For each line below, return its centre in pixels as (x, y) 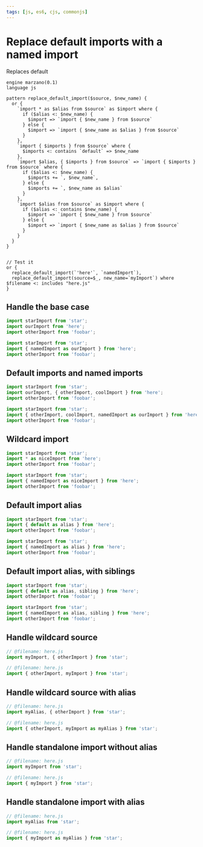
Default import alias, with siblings (71, 572)
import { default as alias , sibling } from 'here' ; (72, 591)
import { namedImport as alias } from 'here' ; (66, 547)
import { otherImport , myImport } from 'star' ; (67, 674)
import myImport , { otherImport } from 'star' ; (67, 657)
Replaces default (27, 71)
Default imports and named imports (75, 373)
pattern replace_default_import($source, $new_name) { (77, 98)
